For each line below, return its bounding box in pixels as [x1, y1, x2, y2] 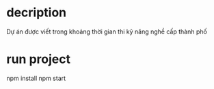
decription [6, 5, 67, 21]
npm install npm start [6, 74, 66, 82]
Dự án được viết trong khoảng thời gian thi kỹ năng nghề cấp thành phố [6, 27, 208, 36]
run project [6, 51, 71, 67]
